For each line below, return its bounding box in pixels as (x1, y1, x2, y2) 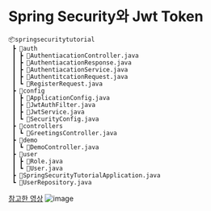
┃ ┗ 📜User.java (11, 164, 63, 172)
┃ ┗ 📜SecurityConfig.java (11, 114, 99, 123)
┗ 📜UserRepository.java (11, 178, 92, 186)
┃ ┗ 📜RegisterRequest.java (11, 80, 103, 88)
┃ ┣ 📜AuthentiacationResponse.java (11, 58, 132, 67)
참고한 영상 (8, 193, 44, 203)
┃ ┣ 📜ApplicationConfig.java (11, 93, 111, 101)
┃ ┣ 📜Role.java (11, 157, 63, 165)
